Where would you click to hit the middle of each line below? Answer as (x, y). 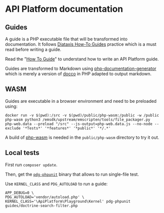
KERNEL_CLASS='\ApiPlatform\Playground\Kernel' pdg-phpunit (68, 201)
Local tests (22, 153)
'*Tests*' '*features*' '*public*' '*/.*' (67, 128)
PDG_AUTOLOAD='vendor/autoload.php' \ (45, 197)
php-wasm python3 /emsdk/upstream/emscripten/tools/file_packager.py (78, 120)
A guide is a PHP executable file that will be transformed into (66, 39)
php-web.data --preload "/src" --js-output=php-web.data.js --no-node (79, 124)
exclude (13, 128)
